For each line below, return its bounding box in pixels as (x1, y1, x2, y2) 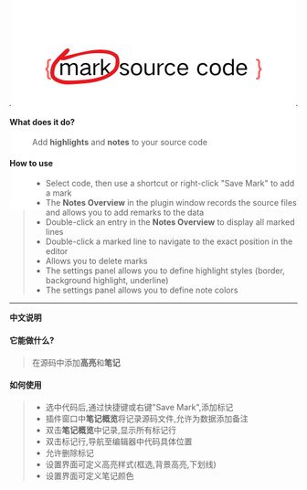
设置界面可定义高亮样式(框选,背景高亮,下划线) (45, 458, 217, 470)
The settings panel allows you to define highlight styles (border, (45, 265, 285, 276)
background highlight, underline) (45, 275, 169, 286)
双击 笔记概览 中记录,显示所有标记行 (45, 424, 176, 435)
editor (45, 246, 69, 257)
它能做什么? (9, 335, 55, 346)
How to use (9, 157, 53, 168)
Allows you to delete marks (45, 256, 148, 267)
